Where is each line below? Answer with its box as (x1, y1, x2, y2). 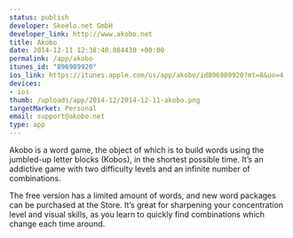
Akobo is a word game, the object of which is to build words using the (9, 145, 265, 155)
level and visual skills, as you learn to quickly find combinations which (9, 210, 265, 219)
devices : (9, 79, 42, 88)
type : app (9, 121, 46, 130)
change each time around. (9, 218, 106, 229)
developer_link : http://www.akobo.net (9, 29, 153, 38)
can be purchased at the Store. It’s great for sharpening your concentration (9, 200, 284, 210)
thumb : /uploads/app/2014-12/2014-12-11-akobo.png (9, 95, 201, 105)
